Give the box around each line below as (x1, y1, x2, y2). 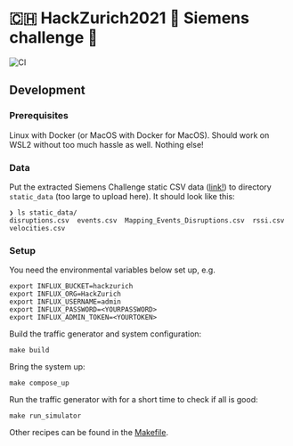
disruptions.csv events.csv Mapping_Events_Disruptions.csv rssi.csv (9, 215, 285, 225)
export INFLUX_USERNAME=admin (9, 297, 122, 306)
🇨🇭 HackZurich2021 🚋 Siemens (9, 8, 249, 28)
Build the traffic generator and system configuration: (9, 328, 202, 339)
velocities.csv (9, 223, 66, 232)
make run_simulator (9, 411, 82, 421)
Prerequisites (9, 109, 69, 122)
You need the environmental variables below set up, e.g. (9, 264, 216, 275)
